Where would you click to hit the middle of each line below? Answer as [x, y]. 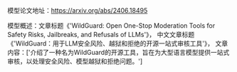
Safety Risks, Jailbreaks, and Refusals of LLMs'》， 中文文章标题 [101, 35]
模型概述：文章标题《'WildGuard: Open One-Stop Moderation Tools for [111, 26]
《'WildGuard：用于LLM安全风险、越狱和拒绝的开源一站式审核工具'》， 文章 [118, 43]
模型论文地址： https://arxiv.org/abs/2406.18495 [78, 10]
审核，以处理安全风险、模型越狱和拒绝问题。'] [75, 61]
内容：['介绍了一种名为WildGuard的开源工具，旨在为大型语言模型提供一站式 [118, 52]
